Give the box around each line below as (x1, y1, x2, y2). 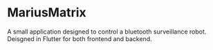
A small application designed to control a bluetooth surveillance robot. (7, 27, 207, 36)
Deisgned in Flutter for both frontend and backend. (7, 34, 152, 42)
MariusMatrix (7, 5, 86, 21)
